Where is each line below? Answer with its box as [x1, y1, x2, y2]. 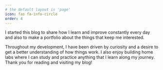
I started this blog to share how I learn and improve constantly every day [5, 30, 150, 35]
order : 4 [5, 16, 23, 21]
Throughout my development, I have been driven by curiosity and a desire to [5, 44, 159, 50]
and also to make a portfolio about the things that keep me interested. [5, 35, 145, 40]
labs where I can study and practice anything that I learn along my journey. [5, 54, 155, 60]
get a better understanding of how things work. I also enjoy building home [5, 49, 153, 55]
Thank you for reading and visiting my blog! [5, 59, 92, 66]
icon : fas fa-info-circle [5, 12, 57, 17]
